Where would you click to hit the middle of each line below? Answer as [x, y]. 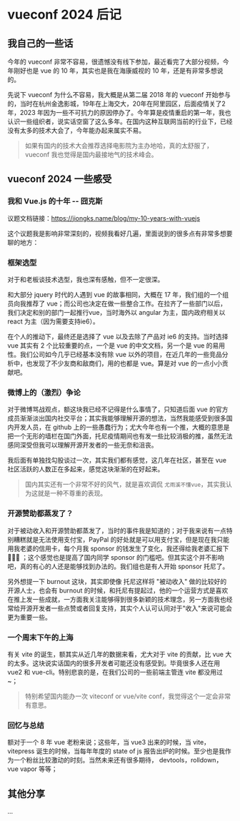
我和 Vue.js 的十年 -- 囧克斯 [55, 201]
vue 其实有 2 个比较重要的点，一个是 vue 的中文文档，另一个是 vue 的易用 [116, 345]
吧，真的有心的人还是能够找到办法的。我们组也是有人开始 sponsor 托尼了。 [118, 566]
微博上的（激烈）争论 [44, 392]
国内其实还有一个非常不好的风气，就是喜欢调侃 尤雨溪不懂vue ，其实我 [125, 484]
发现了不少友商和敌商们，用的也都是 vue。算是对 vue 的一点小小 [127, 363]
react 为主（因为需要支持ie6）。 [53, 321]
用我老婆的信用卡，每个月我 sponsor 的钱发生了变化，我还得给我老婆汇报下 [118, 548]
